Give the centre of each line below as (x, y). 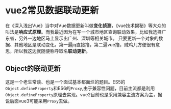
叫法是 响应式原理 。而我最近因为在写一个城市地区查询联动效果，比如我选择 (83, 32)
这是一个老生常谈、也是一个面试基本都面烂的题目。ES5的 (65, 81)
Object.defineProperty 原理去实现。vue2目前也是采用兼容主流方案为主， (82, 94)
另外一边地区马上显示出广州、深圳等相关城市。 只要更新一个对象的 (89, 38)
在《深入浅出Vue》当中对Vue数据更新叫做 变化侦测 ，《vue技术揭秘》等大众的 (86, 25)
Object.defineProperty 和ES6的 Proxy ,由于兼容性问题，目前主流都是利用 (80, 88)
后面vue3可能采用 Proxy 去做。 (41, 101)
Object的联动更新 (33, 69)
